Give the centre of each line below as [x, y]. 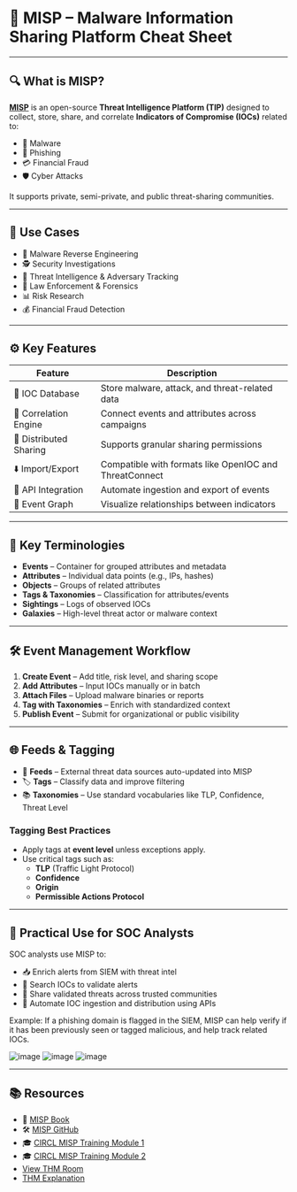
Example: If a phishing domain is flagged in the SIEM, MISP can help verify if [148, 1020]
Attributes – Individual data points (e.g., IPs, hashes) [118, 576]
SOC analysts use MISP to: [58, 954]
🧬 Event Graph [43, 504]
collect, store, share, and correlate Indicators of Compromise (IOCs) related [148, 116]
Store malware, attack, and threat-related [187, 388]
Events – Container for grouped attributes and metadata [124, 566]
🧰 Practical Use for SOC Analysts [102, 933]
